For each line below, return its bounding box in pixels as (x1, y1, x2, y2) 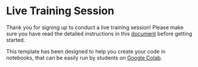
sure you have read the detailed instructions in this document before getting (6, 30, 192, 37)
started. (6, 36, 26, 43)
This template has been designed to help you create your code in (6, 47, 166, 55)
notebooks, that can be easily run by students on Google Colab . (6, 54, 162, 61)
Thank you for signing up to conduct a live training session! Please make (6, 24, 184, 31)
